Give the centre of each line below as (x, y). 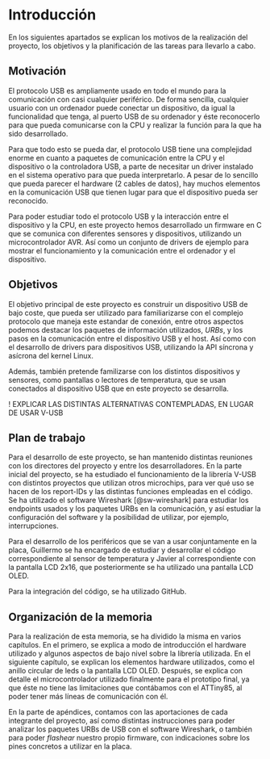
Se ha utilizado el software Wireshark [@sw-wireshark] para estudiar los (129, 500)
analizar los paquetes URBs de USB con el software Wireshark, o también (130, 729)
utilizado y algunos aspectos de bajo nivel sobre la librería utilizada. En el (130, 654)
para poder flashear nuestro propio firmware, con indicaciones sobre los (129, 738)
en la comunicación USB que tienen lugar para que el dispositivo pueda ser (133, 192)
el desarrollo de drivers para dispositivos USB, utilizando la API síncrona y (131, 347)
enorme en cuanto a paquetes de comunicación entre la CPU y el (117, 157)
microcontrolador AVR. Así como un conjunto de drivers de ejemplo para (129, 242)
